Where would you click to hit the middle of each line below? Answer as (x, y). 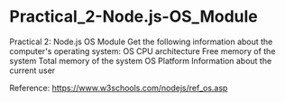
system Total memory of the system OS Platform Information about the (141, 60)
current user (32, 70)
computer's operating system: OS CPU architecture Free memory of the (142, 51)
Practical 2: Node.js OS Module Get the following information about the (141, 42)
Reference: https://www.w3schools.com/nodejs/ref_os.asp (119, 88)
